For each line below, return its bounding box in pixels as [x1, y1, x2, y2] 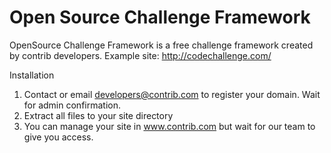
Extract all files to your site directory [23, 109, 174, 121]
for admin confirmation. [23, 99, 121, 111]
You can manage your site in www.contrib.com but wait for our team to [23, 120, 316, 132]
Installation [9, 69, 55, 81]
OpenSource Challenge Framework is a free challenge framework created [9, 39, 314, 51]
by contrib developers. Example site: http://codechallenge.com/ [9, 49, 272, 61]
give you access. [23, 131, 94, 143]
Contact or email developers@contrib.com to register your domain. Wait [23, 88, 321, 100]
